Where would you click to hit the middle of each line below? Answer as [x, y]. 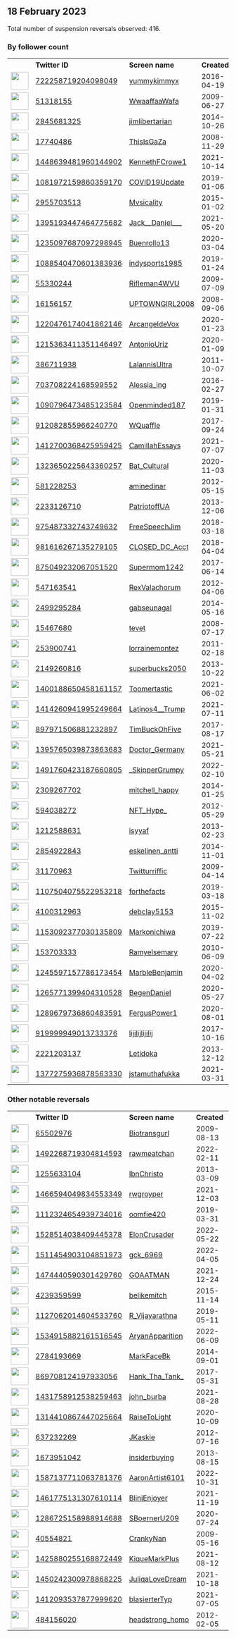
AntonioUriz [149, 345]
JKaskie [142, 1437]
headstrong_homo [159, 1620]
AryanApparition [156, 1336]
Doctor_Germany [157, 750]
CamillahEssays [155, 445]
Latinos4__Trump [157, 709]
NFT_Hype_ [148, 811]
